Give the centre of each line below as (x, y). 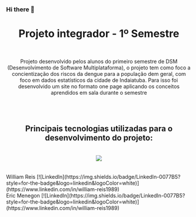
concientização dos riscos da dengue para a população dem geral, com (99, 74)
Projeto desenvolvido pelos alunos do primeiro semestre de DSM (99, 61)
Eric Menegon (23, 195)
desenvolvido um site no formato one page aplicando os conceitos (99, 86)
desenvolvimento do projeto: (99, 138)
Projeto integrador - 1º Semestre (99, 34)
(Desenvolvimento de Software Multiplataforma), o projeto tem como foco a (99, 68)
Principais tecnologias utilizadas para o (99, 129)
